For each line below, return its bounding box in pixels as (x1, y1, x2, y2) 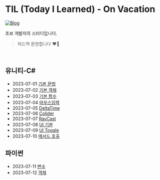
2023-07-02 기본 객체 (12, 87, 57, 93)
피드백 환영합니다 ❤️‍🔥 (17, 41, 60, 47)
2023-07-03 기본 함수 (12, 93, 57, 99)
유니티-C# (5, 66, 36, 75)
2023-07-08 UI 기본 (12, 121, 53, 128)
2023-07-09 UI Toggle (12, 127, 59, 133)
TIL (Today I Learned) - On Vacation (5, 3, 156, 15)
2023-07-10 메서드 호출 (12, 133, 60, 139)
